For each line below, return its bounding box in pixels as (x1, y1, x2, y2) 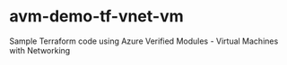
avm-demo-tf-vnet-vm (9, 6, 184, 27)
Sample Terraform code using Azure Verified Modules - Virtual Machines (9, 36, 279, 46)
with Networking (9, 45, 71, 55)
